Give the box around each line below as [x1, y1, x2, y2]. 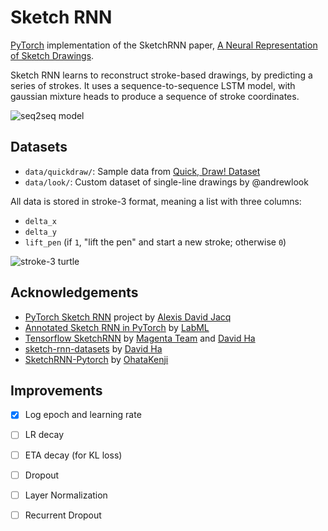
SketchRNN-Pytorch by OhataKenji [24, 353, 169, 365]
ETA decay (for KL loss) [24, 449, 123, 461]
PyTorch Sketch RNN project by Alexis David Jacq [24, 311, 232, 323]
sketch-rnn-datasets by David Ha [24, 342, 163, 355]
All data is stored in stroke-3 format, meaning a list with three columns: [10, 195, 302, 207]
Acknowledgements [10, 284, 139, 301]
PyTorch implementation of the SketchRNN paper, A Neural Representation [10, 39, 318, 51]
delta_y [24, 227, 57, 237]
